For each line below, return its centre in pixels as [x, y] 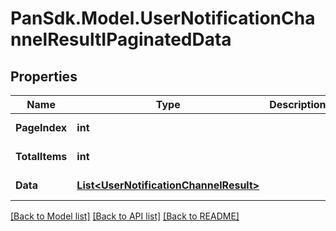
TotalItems [41, 156]
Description [298, 104]
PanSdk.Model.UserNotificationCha [163, 18]
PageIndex [41, 127]
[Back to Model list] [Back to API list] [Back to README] [125, 216]
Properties [44, 76]
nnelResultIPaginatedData [121, 39]
